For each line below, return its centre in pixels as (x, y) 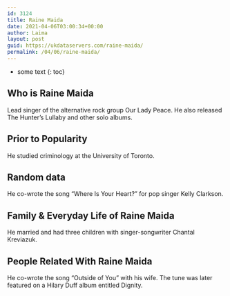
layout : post (26, 39)
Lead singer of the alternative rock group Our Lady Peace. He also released (115, 110)
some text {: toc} (41, 71)
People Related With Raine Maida (80, 261)
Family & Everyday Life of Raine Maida (91, 216)
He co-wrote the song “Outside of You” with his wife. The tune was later (110, 277)
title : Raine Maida (35, 20)
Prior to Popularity (47, 139)
